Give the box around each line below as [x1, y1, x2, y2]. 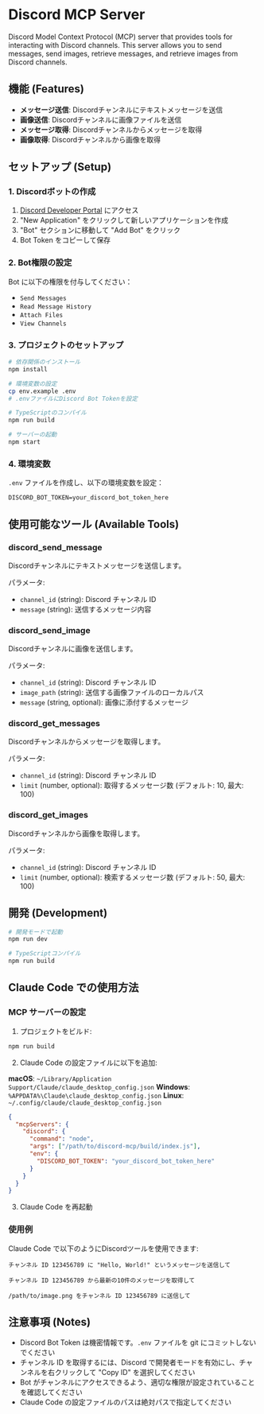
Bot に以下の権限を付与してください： [8, 277, 133, 286]
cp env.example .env [8, 387, 77, 395]
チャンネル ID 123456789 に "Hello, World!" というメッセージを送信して [8, 1261, 231, 1269]
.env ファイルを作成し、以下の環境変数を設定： [8, 478, 165, 488]
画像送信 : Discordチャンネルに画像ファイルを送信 [19, 115, 182, 124]
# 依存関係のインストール [8, 358, 81, 367]
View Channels [19, 320, 67, 328]
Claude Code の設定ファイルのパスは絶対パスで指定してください [19, 1397, 232, 1407]
